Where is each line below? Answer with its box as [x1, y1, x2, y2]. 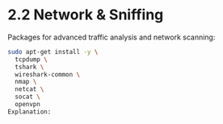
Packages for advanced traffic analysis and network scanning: [7, 32, 216, 42]
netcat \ [15, 85, 44, 93]
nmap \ [15, 78, 37, 86]
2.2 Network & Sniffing [7, 6, 164, 24]
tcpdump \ [15, 55, 48, 64]
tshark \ [15, 63, 44, 71]
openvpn [15, 101, 41, 109]
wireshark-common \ [15, 70, 81, 78]
